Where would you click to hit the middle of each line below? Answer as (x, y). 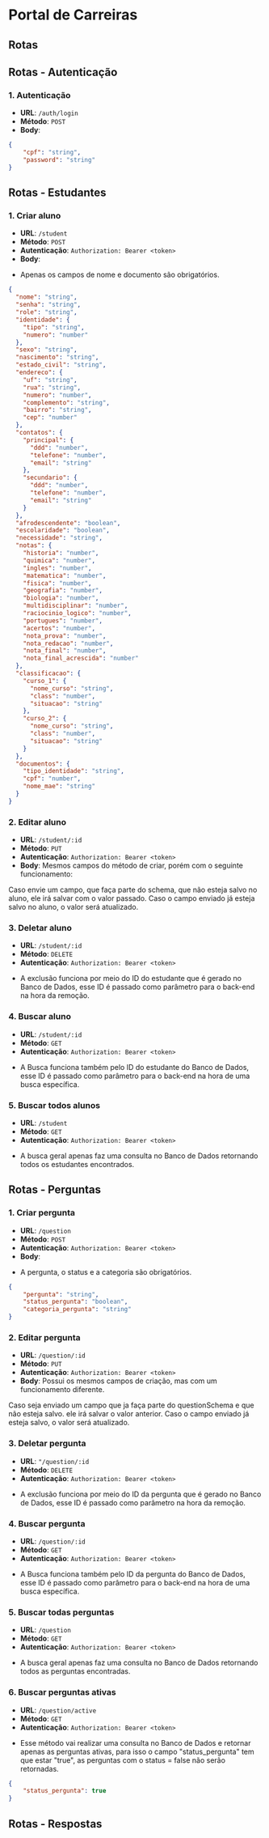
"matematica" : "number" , (65, 575)
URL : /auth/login (49, 113)
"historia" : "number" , (61, 553)
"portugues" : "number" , (63, 621)
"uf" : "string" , (50, 380)
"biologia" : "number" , (61, 598)
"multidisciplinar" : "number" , (76, 606)
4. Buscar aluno (40, 1017)
